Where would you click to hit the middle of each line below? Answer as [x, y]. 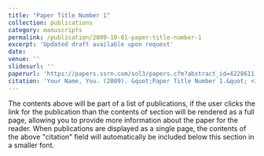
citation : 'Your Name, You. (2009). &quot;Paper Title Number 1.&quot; [128, 81]
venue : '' [24, 60]
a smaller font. [31, 145]
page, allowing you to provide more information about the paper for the [123, 120]
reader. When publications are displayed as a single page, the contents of [127, 128]
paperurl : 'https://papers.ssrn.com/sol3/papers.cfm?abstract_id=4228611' [133, 74]
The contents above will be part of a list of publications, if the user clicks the [132, 103]
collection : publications [50, 23]
